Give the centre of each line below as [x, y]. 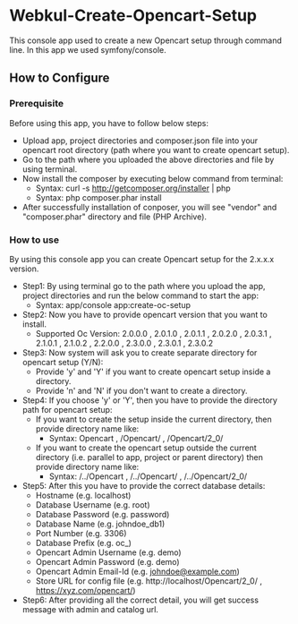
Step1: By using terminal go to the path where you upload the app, [144, 286]
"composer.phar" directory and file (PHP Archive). [115, 217]
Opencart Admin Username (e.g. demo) [108, 552]
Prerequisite [37, 104]
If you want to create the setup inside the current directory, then [154, 419]
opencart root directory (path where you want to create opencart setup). [156, 150]
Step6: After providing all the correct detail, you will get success [140, 600]
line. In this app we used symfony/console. [88, 49]
